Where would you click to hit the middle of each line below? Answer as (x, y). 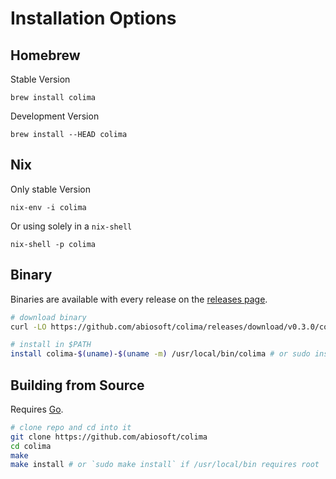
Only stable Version (51, 189)
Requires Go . (37, 409)
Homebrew (45, 55)
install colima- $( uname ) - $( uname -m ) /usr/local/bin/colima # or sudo (160, 354)
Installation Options (93, 18)
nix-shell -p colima (53, 244)
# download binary (48, 317)
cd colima (31, 446)
